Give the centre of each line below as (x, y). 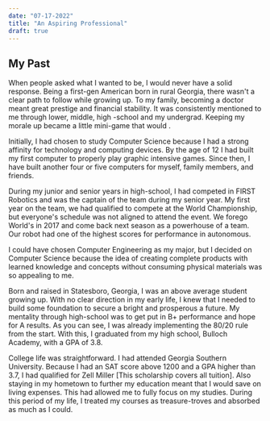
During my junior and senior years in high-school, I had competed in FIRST (132, 191)
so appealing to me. (41, 276)
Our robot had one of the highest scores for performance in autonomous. (130, 234)
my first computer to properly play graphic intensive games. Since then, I (129, 159)
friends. (21, 176)
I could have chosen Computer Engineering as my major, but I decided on (130, 250)
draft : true (28, 31)
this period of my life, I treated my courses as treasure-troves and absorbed (134, 401)
